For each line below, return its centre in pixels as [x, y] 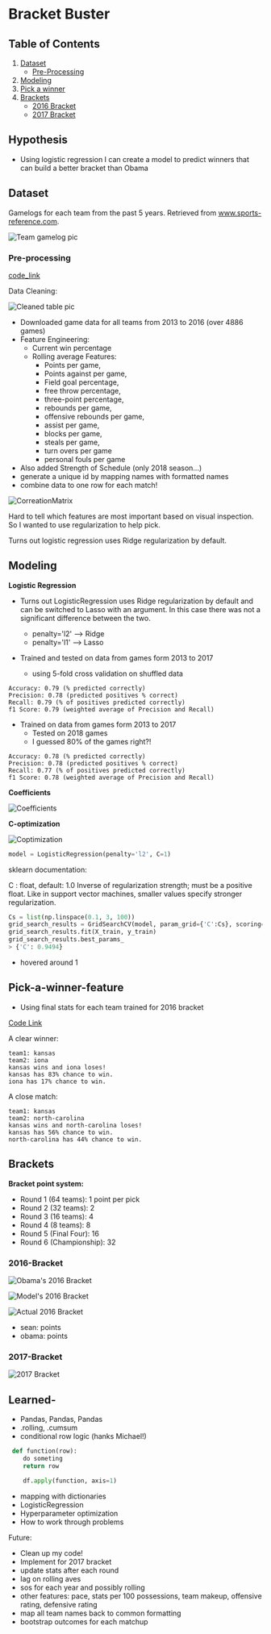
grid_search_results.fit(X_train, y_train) [83, 932]
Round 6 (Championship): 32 [68, 1242]
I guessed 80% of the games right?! [92, 741]
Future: [20, 1537]
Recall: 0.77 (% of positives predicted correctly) [97, 770]
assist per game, [72, 425]
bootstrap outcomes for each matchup [84, 1621]
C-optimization [34, 823]
